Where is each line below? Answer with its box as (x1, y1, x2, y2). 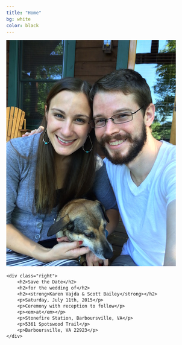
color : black (6, 22, 39, 28)
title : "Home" (6, 10, 42, 16)
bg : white (6, 16, 31, 22)
